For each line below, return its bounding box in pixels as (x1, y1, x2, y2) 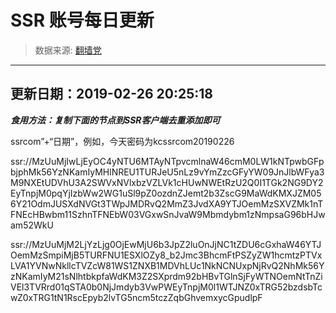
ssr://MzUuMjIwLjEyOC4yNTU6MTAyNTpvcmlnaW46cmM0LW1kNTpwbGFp (10, 155, 325, 167)
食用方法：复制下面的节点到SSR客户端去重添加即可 (10, 114, 221, 126)
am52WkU (10, 219, 54, 231)
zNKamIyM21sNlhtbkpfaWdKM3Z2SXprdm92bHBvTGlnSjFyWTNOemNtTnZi (10, 270, 323, 282)
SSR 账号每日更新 (10, 9, 155, 32)
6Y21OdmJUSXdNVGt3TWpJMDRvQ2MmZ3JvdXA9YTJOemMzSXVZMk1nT (10, 197, 324, 210)
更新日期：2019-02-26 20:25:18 (10, 86, 213, 103)
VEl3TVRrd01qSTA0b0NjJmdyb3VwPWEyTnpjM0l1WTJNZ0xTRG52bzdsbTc (10, 281, 323, 293)
